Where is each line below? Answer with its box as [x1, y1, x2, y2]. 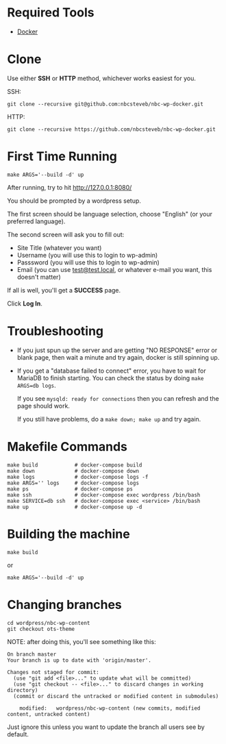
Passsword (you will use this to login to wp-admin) [16, 258, 160, 266]
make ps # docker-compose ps [7, 485, 134, 493]
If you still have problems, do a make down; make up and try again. [16, 414, 201, 423]
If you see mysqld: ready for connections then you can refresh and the [16, 394, 219, 402]
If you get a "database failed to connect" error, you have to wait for [16, 367, 207, 375]
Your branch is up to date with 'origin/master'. [7, 656, 152, 664]
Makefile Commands [7, 438, 128, 454]
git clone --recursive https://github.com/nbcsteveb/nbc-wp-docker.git [7, 125, 216, 133]
